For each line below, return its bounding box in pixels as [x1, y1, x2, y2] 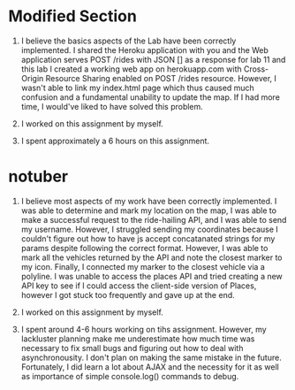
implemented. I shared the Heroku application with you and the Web [20, 44, 269, 55]
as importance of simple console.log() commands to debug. [20, 371, 239, 381]
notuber [8, 166, 69, 187]
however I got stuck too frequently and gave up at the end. [20, 289, 235, 300]
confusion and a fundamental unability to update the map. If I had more [20, 91, 280, 103]
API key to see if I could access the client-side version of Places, [20, 280, 257, 291]
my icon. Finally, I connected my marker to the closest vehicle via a [20, 261, 266, 271]
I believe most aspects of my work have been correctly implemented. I [20, 195, 277, 206]
